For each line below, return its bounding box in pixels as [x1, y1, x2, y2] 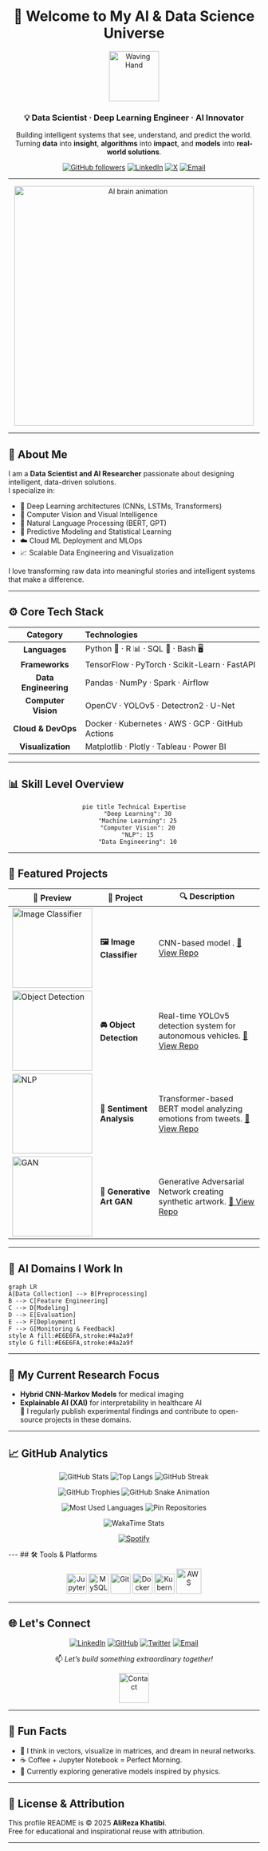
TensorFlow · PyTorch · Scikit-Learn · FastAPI [85, 659, 256, 670]
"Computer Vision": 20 [99, 823, 175, 832]
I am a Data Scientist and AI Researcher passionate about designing [8, 469, 235, 479]
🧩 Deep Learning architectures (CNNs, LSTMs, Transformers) [19, 501, 222, 511]
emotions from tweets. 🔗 [158, 1113, 250, 1125]
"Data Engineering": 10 [98, 838, 177, 846]
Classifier [100, 949, 138, 960]
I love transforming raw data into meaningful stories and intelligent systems [8, 567, 255, 576]
